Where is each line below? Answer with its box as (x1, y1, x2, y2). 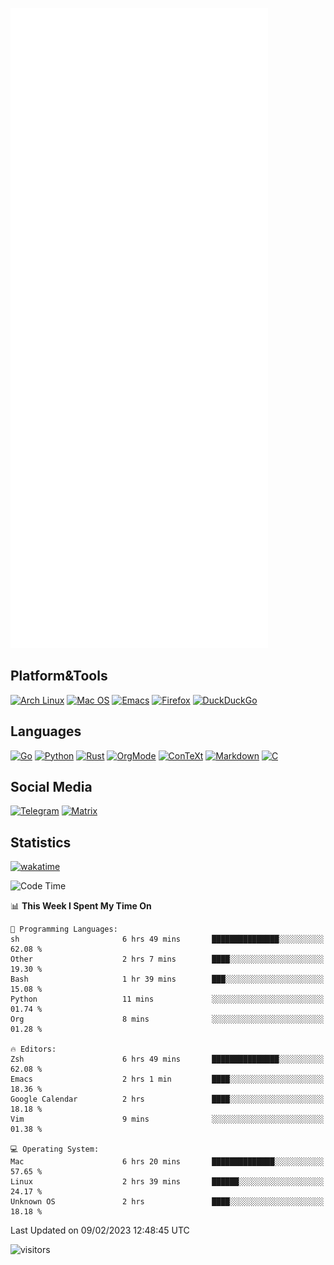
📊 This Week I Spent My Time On (10, 900, 152, 912)
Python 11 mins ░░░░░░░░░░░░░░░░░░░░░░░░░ (10, 994, 325, 1005)
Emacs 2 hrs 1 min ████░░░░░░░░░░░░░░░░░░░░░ (10, 1074, 325, 1085)
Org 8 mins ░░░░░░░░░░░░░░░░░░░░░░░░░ (10, 1014, 325, 1025)
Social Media (10, 779, 93, 796)
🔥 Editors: (10, 1044, 57, 1055)
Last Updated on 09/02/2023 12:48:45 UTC (10, 1224, 190, 1237)
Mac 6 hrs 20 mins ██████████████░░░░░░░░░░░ (10, 1157, 325, 1167)
